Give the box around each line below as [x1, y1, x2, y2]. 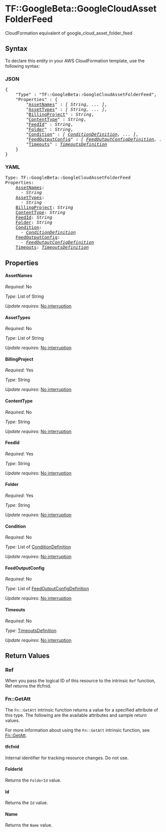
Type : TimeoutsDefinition [5, 627, 57, 633]
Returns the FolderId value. [5, 777, 61, 783]
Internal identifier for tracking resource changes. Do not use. [5, 755, 129, 761]
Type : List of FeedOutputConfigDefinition [5, 586, 89, 592]
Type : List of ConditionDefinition [5, 544, 71, 550]
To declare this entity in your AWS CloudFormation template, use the [5, 58, 145, 64]
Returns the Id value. [5, 800, 48, 806]
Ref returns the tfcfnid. [5, 683, 52, 689]
